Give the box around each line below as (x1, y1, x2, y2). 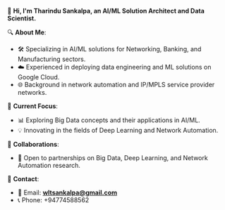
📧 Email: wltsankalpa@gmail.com (17, 188, 118, 197)
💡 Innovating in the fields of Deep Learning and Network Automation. (17, 126, 219, 134)
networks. (17, 88, 47, 96)
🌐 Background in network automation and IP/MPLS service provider (17, 81, 215, 88)
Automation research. (17, 162, 81, 169)
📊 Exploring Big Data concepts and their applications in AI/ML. (17, 116, 201, 124)
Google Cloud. (17, 73, 60, 81)
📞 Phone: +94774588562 (17, 196, 90, 204)
